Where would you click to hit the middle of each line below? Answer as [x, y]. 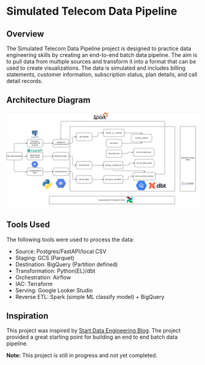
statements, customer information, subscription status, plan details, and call [102, 74]
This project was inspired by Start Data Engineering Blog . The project [94, 331]
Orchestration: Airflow [43, 277]
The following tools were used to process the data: [70, 239]
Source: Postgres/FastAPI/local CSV [61, 251]
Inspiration [28, 316]
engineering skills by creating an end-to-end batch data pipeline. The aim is [102, 55]
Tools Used [28, 225]
